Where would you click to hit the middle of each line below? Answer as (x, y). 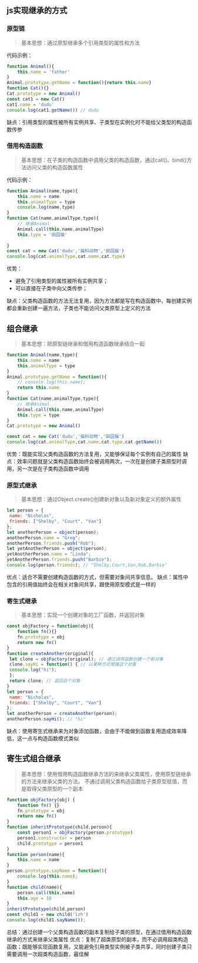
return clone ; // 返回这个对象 (45, 681)
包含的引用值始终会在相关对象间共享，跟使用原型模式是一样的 (81, 584)
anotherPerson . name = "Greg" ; (44, 538)
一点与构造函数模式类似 (50, 738)
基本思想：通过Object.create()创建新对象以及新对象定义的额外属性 (101, 499)
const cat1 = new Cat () (36, 99)
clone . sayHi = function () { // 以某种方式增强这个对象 (73, 664)
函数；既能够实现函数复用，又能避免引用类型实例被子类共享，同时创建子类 (97, 947)
